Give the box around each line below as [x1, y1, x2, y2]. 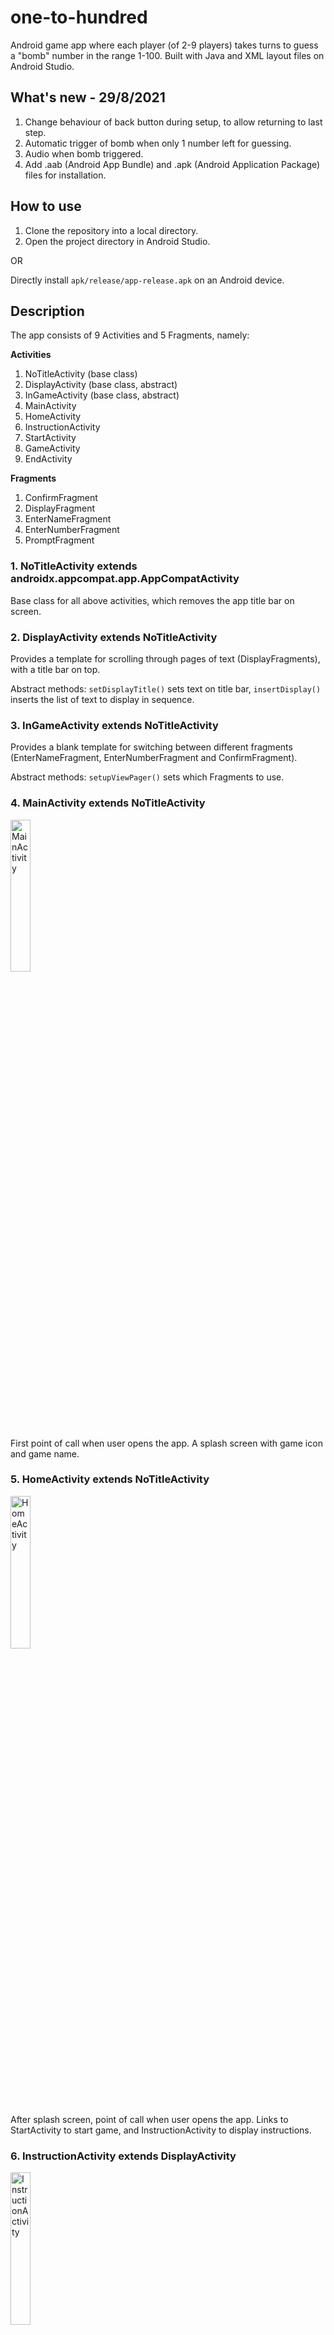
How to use [10, 198, 82, 215]
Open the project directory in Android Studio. [24, 235, 211, 247]
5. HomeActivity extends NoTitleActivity [10, 1472, 210, 1486]
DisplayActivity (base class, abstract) [24, 379, 178, 391]
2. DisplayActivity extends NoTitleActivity [10, 630, 218, 644]
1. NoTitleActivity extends [10, 559, 138, 573]
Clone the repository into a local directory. [24, 224, 199, 236]
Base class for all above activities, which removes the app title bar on [10, 594, 295, 606]
